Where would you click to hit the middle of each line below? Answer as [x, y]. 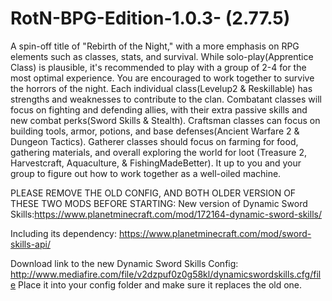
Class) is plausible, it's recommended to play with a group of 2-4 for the [158, 67]
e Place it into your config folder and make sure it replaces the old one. [156, 284]
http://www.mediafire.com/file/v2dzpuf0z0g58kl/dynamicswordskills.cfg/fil [166, 274]
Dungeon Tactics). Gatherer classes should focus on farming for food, [154, 141]
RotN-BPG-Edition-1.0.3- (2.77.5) [150, 18]
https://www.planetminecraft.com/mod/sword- [215, 233]
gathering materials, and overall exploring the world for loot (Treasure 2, [158, 152]
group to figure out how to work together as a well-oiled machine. [146, 173]
